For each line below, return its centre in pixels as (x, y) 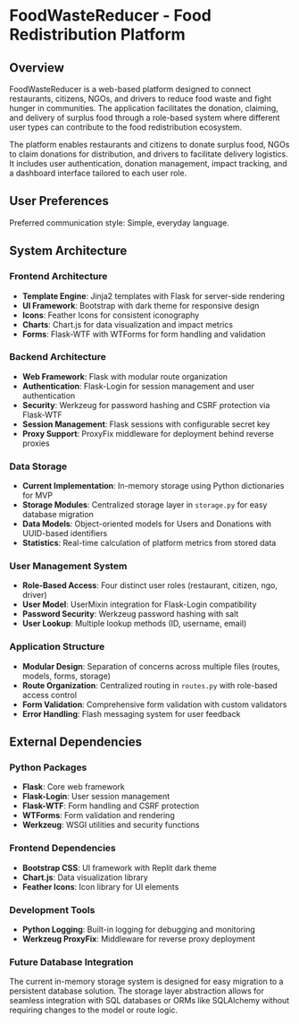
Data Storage (38, 466)
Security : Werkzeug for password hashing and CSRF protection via (146, 405)
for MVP (37, 495)
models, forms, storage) (66, 676)
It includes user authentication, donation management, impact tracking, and (148, 163)
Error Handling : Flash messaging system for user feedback (131, 713)
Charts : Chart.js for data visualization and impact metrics (128, 324)
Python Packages (48, 768)
